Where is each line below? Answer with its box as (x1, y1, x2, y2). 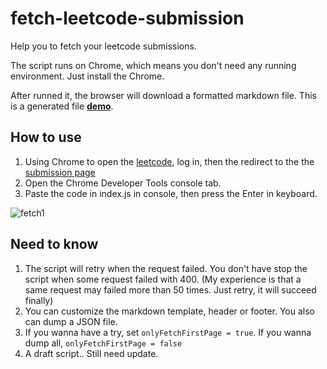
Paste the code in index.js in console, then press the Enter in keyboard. (24, 187, 318, 199)
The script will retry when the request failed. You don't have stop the (24, 262, 308, 274)
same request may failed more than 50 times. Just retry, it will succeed (24, 283, 317, 296)
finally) (24, 294, 54, 306)
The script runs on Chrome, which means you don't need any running (10, 59, 297, 71)
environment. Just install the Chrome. (10, 70, 165, 82)
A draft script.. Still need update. (24, 347, 159, 359)
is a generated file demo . (10, 100, 114, 112)
